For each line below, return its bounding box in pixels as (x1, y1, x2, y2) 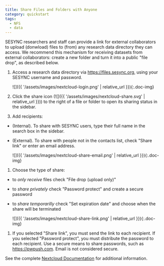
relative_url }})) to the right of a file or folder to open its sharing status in (12, 99, 158, 105)
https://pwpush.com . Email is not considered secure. (12, 246, 119, 252)
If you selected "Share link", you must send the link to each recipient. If (12, 230, 156, 236)
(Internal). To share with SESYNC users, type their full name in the (12, 123, 145, 129)
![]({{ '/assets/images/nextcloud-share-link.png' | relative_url (12, 215, 136, 221)
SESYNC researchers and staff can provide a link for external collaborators (5, 39, 156, 45)
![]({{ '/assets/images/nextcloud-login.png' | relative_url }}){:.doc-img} (12, 84, 154, 90)
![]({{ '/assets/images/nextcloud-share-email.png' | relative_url (12, 153, 139, 159)
